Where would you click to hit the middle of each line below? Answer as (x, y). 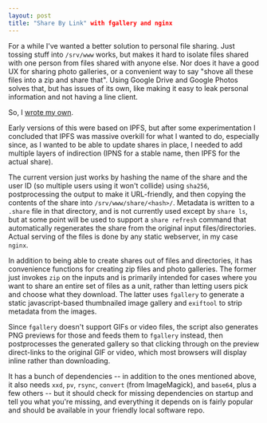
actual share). (31, 161)
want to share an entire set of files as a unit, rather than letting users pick (128, 286)
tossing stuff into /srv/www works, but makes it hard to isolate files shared (129, 54)
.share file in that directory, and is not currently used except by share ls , (128, 211)
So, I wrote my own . (41, 112)
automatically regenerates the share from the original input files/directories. (132, 227)
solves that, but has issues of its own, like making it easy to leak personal (128, 88)
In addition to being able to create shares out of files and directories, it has (130, 260)
